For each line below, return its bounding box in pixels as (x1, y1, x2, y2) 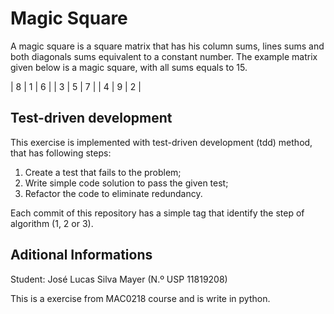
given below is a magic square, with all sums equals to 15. (10, 61, 248, 73)
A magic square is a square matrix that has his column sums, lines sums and (10, 40, 325, 52)
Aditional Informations (10, 247, 153, 264)
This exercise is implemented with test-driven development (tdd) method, (10, 136, 313, 148)
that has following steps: (10, 147, 112, 159)
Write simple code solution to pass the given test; (24, 177, 229, 189)
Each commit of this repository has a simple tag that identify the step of (10, 207, 305, 219)
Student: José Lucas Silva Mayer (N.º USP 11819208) (10, 273, 228, 285)
